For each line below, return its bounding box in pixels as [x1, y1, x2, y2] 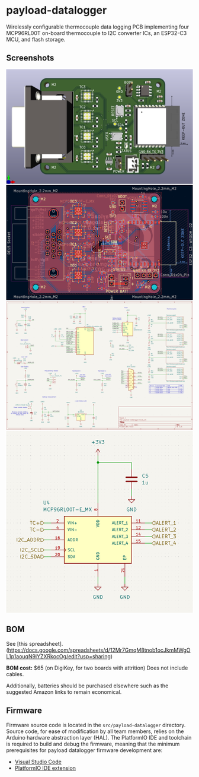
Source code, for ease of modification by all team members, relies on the [6, 728, 184, 735]
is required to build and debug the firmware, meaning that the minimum [6, 740, 180, 747]
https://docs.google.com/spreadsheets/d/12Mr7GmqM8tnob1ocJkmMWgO [8, 646, 191, 654]
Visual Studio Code [14, 758, 62, 765]
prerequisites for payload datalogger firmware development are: [6, 746, 163, 754]
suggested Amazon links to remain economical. [6, 688, 122, 695]
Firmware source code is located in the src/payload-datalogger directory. [6, 721, 186, 728]
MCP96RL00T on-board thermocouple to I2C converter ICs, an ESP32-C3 [6, 29, 187, 36]
